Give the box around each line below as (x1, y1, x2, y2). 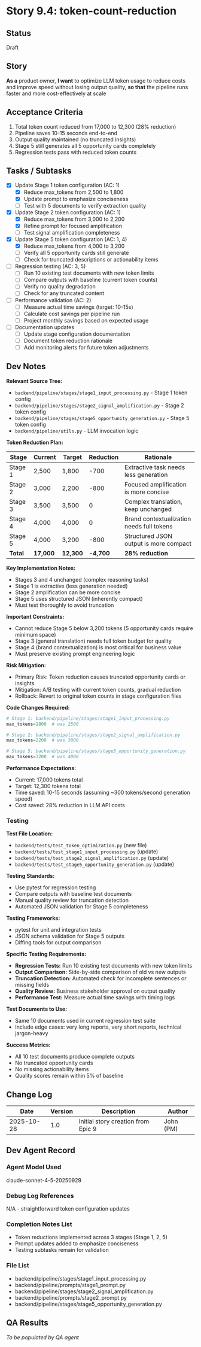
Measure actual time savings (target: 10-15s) (23, 303, 133, 311)
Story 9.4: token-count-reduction (6, 4, 177, 18)
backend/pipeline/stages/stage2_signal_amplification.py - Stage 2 (14, 402, 184, 409)
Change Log (6, 1089, 53, 1099)
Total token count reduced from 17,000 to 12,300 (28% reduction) (14, 123, 176, 130)
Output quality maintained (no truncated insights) (14, 136, 136, 143)
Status (6, 28, 32, 38)
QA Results (6, 1318, 49, 1328)
